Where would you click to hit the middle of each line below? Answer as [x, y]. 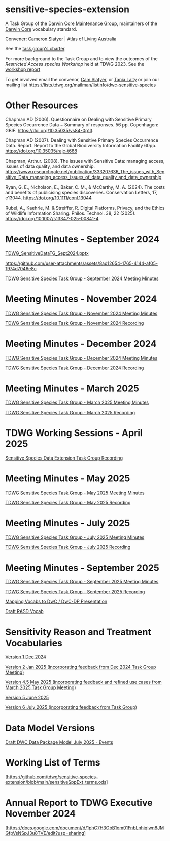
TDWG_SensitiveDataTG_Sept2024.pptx [47, 253]
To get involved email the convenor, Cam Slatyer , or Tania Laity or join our [82, 79]
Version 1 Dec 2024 [26, 657]
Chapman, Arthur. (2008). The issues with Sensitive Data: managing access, [85, 161]
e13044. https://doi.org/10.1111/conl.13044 [49, 198]
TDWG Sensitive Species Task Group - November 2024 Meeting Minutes [81, 313]
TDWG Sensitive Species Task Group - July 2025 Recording [68, 547]
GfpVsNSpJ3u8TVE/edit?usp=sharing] [46, 833]
